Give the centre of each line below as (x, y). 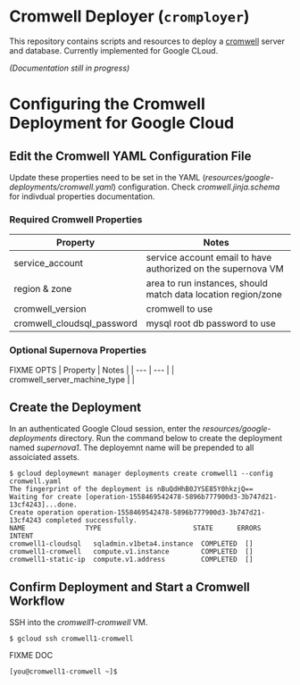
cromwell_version (50, 309)
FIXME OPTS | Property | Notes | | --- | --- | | (92, 370)
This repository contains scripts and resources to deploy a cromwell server (147, 41)
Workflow (37, 601)
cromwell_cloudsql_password (76, 323)
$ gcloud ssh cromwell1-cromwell (71, 639)
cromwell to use (179, 309)
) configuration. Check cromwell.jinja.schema (196, 187)
